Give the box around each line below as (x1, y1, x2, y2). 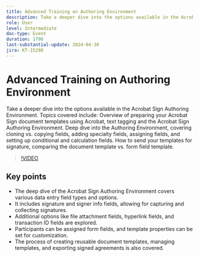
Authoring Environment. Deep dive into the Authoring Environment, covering (6, 124, 192, 131)
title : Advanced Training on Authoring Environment (6, 8, 136, 15)
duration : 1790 (6, 36, 44, 42)
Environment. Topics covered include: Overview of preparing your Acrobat (6, 111, 188, 119)
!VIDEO (20, 154, 38, 161)
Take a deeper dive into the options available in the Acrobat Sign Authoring (6, 105, 189, 112)
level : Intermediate (6, 25, 57, 31)
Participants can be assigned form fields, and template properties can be (14, 225, 193, 232)
